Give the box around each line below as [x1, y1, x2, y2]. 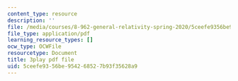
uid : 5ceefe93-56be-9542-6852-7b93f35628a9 [7, 63, 138, 70]
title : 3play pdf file [7, 56, 74, 63]
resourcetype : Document [7, 50, 78, 57]
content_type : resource [7, 10, 78, 18]
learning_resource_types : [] [7, 37, 93, 44]
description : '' [7, 17, 55, 24]
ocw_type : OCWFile [7, 43, 62, 50]
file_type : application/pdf [7, 30, 91, 37]
